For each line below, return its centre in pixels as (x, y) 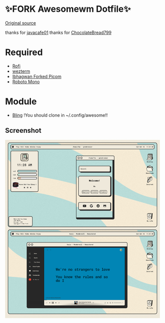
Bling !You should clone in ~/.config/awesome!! (60, 115)
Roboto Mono (26, 82)
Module (21, 102)
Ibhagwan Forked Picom (37, 76)
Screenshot (23, 131)
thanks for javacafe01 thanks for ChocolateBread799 (58, 32)
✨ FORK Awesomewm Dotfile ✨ (68, 9)
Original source (21, 23)
